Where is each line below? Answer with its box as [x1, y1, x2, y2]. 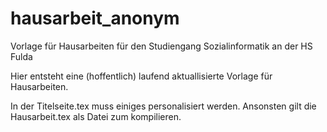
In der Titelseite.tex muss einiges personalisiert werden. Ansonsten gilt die [10, 100, 317, 112]
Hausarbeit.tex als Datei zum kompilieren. [10, 110, 182, 122]
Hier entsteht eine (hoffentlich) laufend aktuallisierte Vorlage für [10, 70, 273, 82]
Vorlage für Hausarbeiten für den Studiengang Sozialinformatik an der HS [10, 40, 313, 52]
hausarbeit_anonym [10, 7, 180, 30]
